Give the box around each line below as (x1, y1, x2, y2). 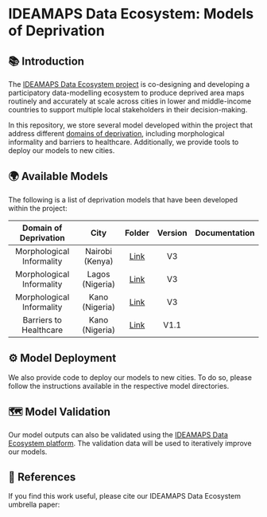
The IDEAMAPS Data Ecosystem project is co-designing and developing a (8, 80, 250, 88)
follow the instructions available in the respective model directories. (8, 381, 230, 390)
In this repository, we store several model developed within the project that (8, 120, 253, 130)
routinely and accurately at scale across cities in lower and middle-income (8, 96, 252, 106)
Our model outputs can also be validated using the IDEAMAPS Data (8, 430, 229, 440)
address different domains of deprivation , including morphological (8, 129, 225, 138)
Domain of (22, 222, 63, 233)
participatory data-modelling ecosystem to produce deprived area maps (8, 88, 245, 97)
